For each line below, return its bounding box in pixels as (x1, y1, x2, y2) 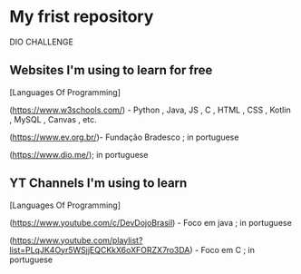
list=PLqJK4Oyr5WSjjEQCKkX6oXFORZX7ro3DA (9, 244, 190, 255)
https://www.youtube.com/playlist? (12, 234, 143, 246)
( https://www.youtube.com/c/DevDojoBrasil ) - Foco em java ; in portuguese (9, 217, 292, 228)
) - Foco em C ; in (189, 244, 256, 255)
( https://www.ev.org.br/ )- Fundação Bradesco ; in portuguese (9, 132, 239, 142)
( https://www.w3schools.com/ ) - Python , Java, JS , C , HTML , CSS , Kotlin (9, 104, 292, 115)
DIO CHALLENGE (9, 36, 74, 47)
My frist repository (9, 6, 154, 27)
